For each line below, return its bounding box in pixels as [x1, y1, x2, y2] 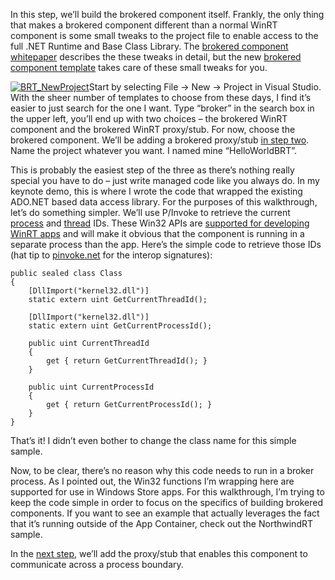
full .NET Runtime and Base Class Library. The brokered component [10, 40, 289, 52]
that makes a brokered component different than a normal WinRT [10, 19, 278, 31]
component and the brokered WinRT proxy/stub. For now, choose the [10, 124, 296, 135]
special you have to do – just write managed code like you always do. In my [10, 175, 320, 186]
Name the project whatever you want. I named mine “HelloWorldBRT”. [10, 145, 297, 156]
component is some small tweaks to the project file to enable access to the [10, 30, 319, 41]
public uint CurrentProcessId [28, 382, 155, 392]
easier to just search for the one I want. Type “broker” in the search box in [10, 102, 315, 114]
